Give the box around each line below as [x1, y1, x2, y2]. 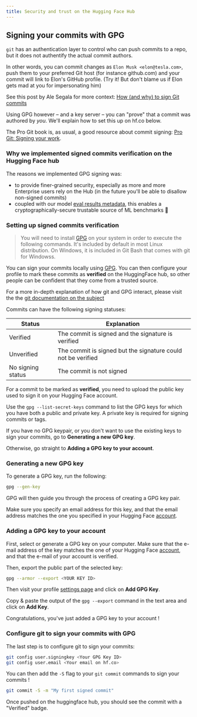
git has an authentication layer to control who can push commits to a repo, [6, 46, 188, 53]
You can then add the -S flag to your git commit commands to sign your [6, 670, 180, 677]
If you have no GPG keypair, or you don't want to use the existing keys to [6, 427, 182, 434]
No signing [9, 363, 39, 372]
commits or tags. [6, 416, 47, 423]
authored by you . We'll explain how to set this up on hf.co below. [6, 117, 162, 124]
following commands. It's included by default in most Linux [20, 241, 163, 248]
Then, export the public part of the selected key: [6, 564, 123, 571]
